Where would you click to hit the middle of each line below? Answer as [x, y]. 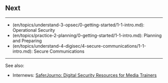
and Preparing [27, 41]
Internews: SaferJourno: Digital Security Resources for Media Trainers [84, 75]
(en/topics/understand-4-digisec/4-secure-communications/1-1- [79, 46]
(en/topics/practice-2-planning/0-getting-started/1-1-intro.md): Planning [87, 35]
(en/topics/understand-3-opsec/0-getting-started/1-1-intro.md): [78, 25]
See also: [15, 65]
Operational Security [34, 30]
